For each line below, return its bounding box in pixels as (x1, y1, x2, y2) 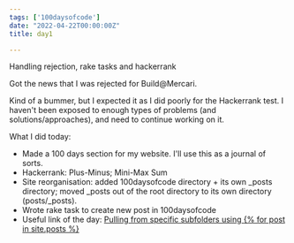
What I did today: (9, 132, 72, 142)
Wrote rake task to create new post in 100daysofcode (21, 205, 216, 216)
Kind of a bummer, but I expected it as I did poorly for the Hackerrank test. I (9, 95, 284, 106)
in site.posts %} (21, 224, 79, 234)
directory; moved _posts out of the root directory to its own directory (21, 186, 272, 197)
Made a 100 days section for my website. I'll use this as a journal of (21, 148, 267, 159)
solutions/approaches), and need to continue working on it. (9, 114, 225, 125)
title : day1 (9, 29, 53, 38)
